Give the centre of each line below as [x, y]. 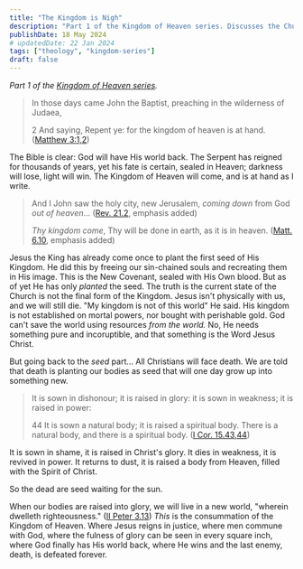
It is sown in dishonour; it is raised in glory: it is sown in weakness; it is [162, 398]
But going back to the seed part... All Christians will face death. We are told [149, 361]
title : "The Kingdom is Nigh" [66, 18]
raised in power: [61, 408]
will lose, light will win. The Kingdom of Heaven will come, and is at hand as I [151, 176]
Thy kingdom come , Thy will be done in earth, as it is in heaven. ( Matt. [162, 230]
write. [20, 186]
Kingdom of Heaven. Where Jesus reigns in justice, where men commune [146, 526]
